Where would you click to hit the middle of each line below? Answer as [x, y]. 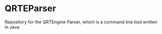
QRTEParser [31, 8]
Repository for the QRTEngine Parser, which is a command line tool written [81, 22]
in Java [12, 27]
